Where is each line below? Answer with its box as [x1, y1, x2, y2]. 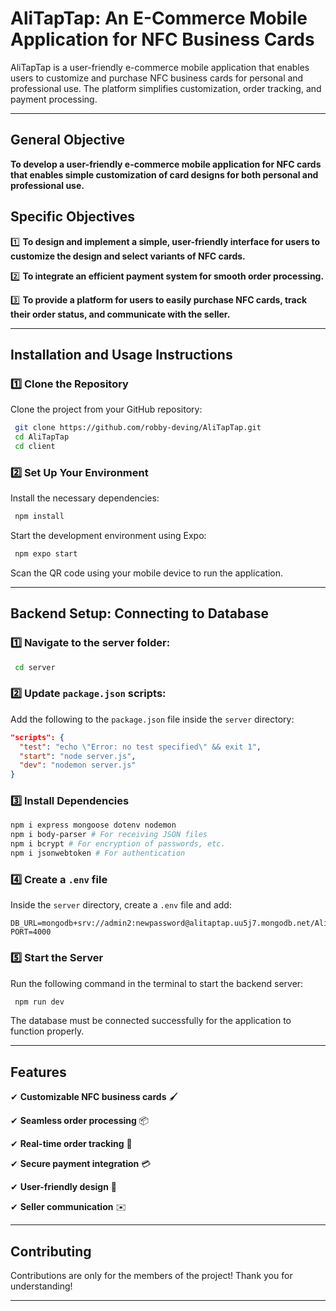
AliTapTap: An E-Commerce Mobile [10, 7, 308, 30]
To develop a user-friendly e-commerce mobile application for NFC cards [10, 158, 322, 170]
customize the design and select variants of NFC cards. [10, 250, 246, 262]
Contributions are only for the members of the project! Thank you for [10, 1270, 293, 1282]
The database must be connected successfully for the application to [10, 1015, 292, 1027]
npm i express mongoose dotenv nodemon [10, 820, 177, 831]
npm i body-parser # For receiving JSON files [10, 830, 208, 840]
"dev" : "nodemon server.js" [19, 760, 137, 771]
